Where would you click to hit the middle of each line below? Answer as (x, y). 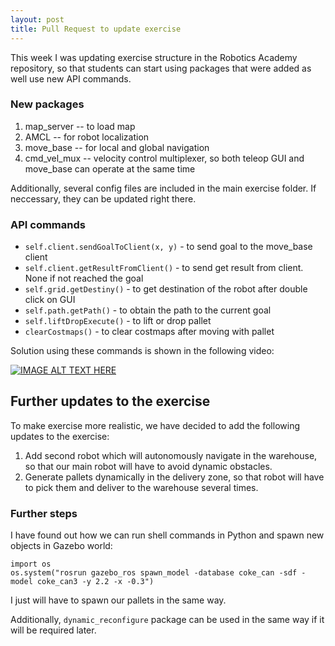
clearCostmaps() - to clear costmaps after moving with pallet (149, 332)
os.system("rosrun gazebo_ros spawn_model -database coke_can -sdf (154, 573)
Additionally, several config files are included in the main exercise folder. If (163, 188)
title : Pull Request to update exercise (96, 29)
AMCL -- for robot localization (87, 137)
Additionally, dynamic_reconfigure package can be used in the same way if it (167, 620)
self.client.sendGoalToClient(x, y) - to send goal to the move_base (168, 247)
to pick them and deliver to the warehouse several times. (141, 487)
